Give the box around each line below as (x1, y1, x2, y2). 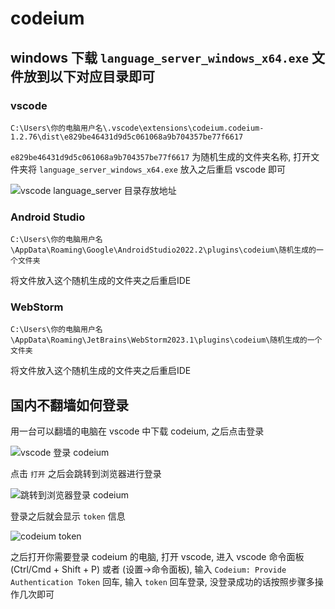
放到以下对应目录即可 (23, 68, 155, 85)
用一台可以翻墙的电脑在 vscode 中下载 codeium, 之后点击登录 (10, 425, 265, 437)
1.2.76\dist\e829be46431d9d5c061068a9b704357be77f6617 (10, 132, 244, 142)
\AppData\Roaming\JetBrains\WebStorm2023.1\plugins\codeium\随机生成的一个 (10, 335, 323, 346)
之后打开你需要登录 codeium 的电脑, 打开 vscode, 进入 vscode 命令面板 (10, 551, 305, 563)
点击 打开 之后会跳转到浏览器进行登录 (10, 468, 162, 480)
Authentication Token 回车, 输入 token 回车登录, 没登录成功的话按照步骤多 (10, 576, 315, 588)
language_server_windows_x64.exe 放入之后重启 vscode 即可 (38, 163, 287, 175)
